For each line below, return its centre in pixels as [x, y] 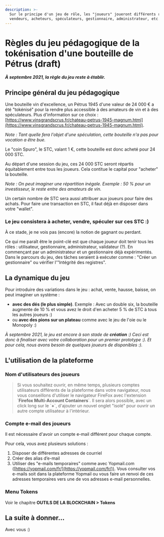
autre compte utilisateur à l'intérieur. [53, 411]
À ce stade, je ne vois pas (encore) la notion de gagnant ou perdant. [73, 232]
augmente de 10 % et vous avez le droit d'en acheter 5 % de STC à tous [84, 310]
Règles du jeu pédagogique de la [72, 43]
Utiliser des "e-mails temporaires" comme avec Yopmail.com [73, 464]
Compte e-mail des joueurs [38, 424]
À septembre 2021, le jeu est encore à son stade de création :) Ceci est [77, 335]
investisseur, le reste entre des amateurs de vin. [53, 189]
